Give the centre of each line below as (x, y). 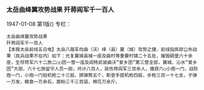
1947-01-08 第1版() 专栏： (39, 24)
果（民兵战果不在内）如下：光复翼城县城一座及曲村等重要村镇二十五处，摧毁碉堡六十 (97, 56)
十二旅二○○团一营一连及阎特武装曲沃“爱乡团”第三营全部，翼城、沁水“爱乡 (118, 63)
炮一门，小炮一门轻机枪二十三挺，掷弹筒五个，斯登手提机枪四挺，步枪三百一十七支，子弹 (102, 75)
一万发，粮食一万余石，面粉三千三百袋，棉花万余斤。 (63, 82)
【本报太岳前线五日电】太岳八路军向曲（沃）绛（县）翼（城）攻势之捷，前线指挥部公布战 (102, 50)
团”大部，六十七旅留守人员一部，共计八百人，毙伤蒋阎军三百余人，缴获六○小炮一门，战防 (102, 69)
